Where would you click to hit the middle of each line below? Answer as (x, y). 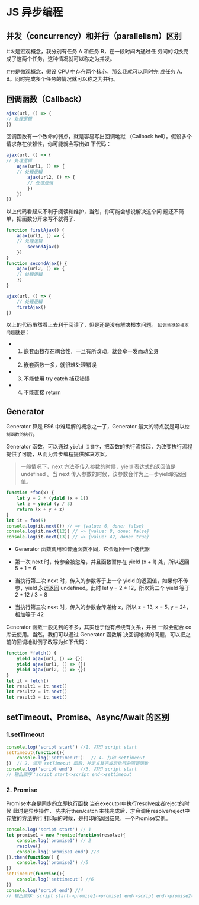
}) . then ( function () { (33, 857)
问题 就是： (18, 332)
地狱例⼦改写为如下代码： (58, 642)
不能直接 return (42, 392)
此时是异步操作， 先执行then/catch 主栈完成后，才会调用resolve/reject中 (101, 811)
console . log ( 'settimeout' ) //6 (55, 879)
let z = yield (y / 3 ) (45, 504)
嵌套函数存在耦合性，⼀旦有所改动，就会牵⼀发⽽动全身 (91, 351)
